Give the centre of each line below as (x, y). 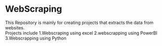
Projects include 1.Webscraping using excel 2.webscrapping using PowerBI (81, 33)
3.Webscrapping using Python (36, 38)
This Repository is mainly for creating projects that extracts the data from (79, 23)
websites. (15, 27)
